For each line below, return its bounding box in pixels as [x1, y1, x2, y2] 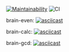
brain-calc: [6, 28, 33, 35]
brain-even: [6, 17, 34, 23]
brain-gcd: [6, 40, 32, 46]
